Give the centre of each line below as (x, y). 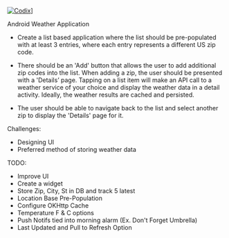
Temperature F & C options (56, 213)
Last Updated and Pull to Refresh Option (75, 227)
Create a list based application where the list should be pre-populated (117, 37)
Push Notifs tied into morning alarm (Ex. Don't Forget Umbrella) (107, 220)
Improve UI (33, 176)
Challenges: (24, 129)
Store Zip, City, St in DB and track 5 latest (76, 191)
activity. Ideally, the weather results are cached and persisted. (106, 95)
